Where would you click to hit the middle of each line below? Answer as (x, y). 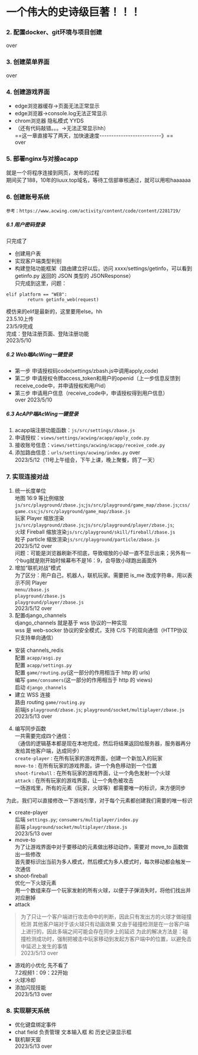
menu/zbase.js (32, 590)
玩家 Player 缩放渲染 (39, 518)
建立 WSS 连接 (33, 695)
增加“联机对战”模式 (38, 568)
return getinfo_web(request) (63, 300)
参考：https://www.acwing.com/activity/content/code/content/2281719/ (94, 211)
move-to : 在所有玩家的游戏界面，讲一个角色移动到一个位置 (86, 765)
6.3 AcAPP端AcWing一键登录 (42, 414)
